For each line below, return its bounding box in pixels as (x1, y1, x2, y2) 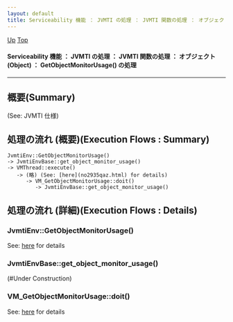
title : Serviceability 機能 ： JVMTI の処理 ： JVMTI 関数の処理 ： (7, 17, 196, 24)
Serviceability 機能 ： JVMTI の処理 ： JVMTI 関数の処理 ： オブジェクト (7, 53, 216, 61)
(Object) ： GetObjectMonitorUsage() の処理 (7, 61, 137, 69)
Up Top (7, 35, 28, 44)
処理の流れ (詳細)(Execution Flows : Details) (7, 204, 198, 216)
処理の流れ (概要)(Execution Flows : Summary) (7, 133, 210, 145)
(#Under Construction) (7, 274, 72, 283)
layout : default (7, 10, 54, 17)
